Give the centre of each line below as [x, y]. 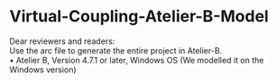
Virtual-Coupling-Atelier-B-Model [139, 17]
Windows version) [43, 70]
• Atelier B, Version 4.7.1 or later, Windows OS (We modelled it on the [137, 60]
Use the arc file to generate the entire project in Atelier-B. [116, 50]
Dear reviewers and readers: [62, 41]
